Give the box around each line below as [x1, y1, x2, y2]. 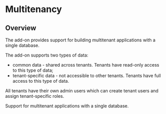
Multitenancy [5, 4, 62, 15]
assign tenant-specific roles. [5, 93, 64, 99]
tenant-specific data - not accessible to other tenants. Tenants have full [12, 73, 161, 79]
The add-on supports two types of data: [5, 52, 89, 58]
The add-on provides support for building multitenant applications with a [5, 37, 156, 43]
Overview [5, 24, 37, 32]
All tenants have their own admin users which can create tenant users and [5, 88, 158, 94]
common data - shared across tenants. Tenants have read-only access [12, 62, 159, 68]
